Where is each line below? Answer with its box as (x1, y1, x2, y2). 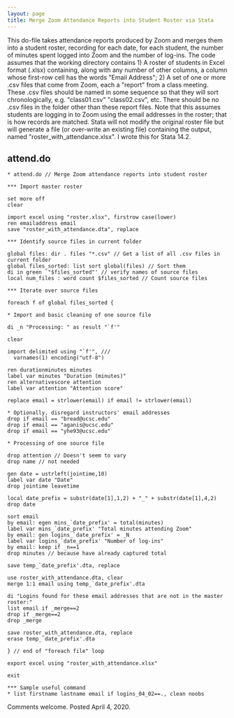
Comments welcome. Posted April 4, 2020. (7, 703, 131, 711)
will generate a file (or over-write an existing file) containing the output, (7, 125, 212, 133)
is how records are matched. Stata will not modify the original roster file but (7, 117, 224, 126)
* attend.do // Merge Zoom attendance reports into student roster (7, 171, 208, 178)
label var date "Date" (7, 476, 73, 484)
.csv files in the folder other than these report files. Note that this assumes (7, 103, 221, 111)
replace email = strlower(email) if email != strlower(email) (7, 397, 192, 404)
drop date (7, 501, 36, 508)
